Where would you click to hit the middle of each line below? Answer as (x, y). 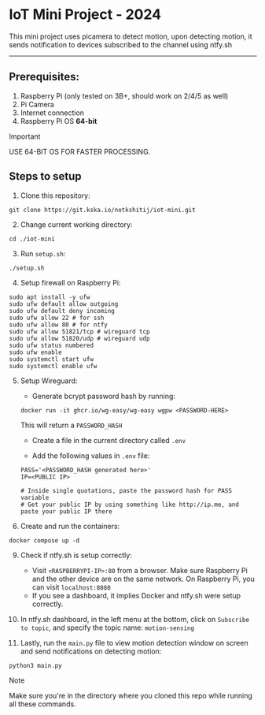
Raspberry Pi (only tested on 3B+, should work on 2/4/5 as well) (124, 95)
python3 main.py (35, 665)
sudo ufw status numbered (51, 345)
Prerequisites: (44, 77)
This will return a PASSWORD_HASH (71, 425)
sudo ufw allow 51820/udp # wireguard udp (79, 338)
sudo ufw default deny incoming (62, 311)
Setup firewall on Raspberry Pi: (70, 282)
